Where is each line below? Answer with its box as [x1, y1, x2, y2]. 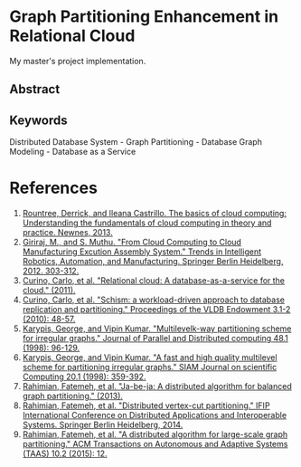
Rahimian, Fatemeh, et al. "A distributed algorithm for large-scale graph [22, 429, 288, 440]
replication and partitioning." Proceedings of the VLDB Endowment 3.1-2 [22, 304, 291, 315]
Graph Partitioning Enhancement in [9, 6, 278, 27]
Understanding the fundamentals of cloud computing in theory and [22, 217, 272, 228]
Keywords [9, 112, 68, 128]
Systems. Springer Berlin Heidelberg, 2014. [22, 419, 183, 431]
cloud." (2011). [22, 285, 76, 296]
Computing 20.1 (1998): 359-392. [22, 371, 146, 382]
